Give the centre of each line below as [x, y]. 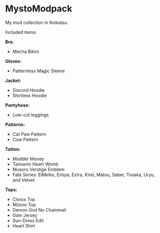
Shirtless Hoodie [29, 95]
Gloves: [13, 61]
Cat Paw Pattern [29, 134]
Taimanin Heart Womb [35, 164]
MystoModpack [39, 9]
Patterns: [15, 124]
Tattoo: [13, 149]
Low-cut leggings [30, 115]
